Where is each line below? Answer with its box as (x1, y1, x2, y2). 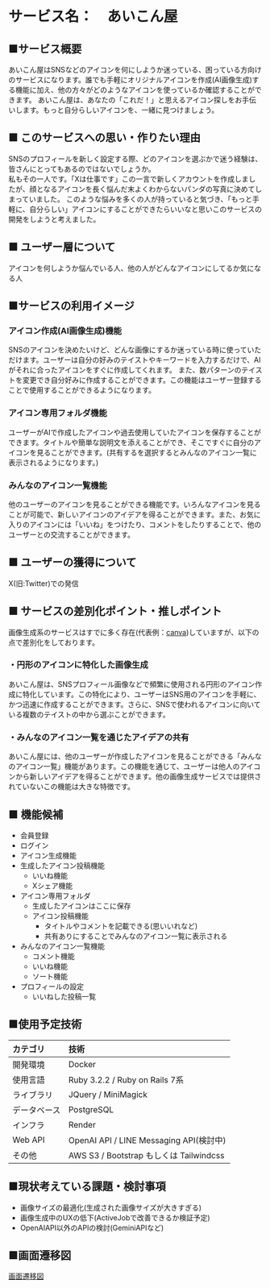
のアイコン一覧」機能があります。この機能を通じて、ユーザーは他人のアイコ (8, 762, 261, 771)
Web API (12, 1134, 45, 1145)
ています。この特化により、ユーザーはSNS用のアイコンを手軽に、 (43, 689, 261, 699)
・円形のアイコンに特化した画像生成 (8, 659, 149, 671)
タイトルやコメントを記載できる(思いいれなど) (44, 920, 198, 931)
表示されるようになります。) (8, 457, 99, 467)
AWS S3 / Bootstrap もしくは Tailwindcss (68, 1149, 225, 1161)
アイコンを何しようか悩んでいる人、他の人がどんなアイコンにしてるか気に (8, 263, 255, 272)
